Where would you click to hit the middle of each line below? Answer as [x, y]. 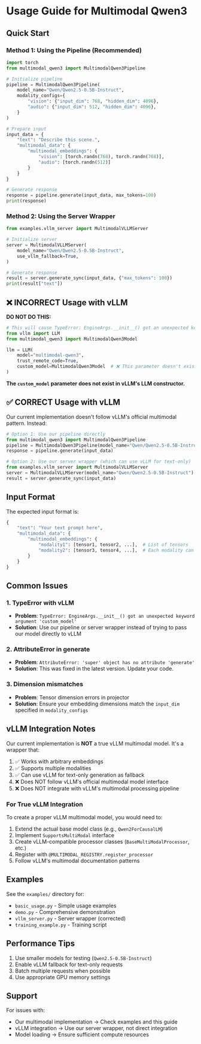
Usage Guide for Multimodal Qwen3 [97, 11]
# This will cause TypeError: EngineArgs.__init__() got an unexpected [97, 328]
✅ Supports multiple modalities [53, 768]
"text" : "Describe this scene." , [59, 140]
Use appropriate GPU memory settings [63, 977]
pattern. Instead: [27, 423]
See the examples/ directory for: [45, 894]
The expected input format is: [42, 511]
